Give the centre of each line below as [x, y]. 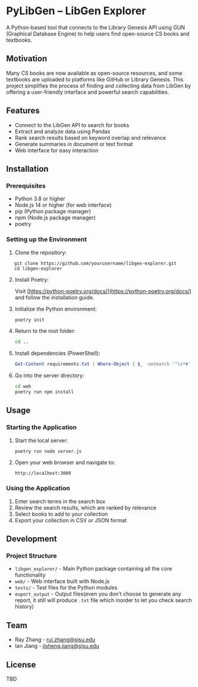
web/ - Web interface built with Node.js [62, 581]
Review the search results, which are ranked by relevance [85, 508]
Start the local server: [41, 440]
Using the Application [38, 489]
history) [24, 607]
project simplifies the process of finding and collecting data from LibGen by [99, 86]
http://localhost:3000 [43, 474]
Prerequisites [26, 185]
